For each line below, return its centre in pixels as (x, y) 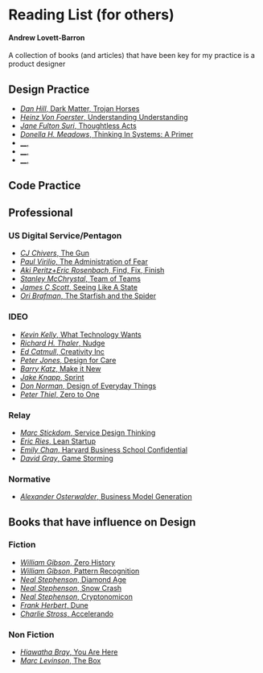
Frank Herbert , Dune (54, 605)
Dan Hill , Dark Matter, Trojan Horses (80, 109)
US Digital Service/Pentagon (65, 235)
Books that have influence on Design (102, 522)
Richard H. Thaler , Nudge (62, 343)
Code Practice (45, 186)
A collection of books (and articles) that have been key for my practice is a (132, 56)
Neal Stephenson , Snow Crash (71, 588)
